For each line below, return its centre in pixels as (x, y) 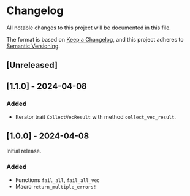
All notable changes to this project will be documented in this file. (89, 28)
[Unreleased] (32, 65)
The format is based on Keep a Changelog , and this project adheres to (95, 39)
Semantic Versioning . (33, 46)
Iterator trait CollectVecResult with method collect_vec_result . (96, 117)
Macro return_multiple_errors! (56, 187)
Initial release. (24, 151)
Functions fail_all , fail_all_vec (57, 180)
